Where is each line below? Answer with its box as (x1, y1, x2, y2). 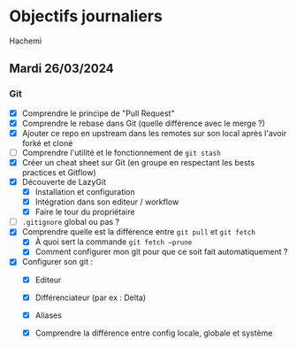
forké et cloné (21, 137, 73, 148)
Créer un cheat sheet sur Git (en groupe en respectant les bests (21, 157, 255, 167)
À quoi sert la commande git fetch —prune (34, 236, 193, 247)
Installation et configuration (34, 187, 135, 197)
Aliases (34, 310, 62, 320)
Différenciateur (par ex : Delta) (34, 292, 147, 303)
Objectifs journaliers (9, 6, 164, 27)
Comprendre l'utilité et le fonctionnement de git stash (21, 147, 221, 158)
